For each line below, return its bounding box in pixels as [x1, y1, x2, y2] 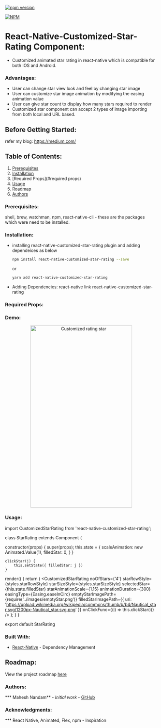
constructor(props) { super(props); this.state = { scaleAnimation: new [5, 544, 143, 550]
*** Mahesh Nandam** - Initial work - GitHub [5, 695, 95, 700]
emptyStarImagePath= [71, 591, 117, 597]
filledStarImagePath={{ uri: [78, 596, 132, 602]
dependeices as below [12, 248, 58, 253]
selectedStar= [122, 580, 150, 587]
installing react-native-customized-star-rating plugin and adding [12, 243, 140, 248]
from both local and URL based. [12, 112, 76, 117]
